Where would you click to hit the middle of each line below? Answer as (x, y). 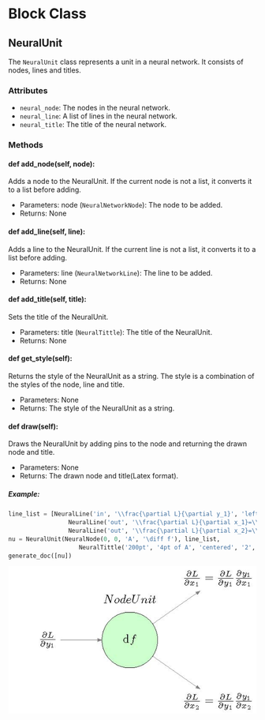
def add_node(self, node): (52, 163)
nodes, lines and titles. (45, 70)
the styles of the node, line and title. (66, 384)
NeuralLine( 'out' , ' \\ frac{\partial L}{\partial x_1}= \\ (164, 523)
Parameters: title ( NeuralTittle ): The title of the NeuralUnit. (116, 332)
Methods (26, 145)
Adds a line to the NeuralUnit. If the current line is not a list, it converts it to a (132, 249)
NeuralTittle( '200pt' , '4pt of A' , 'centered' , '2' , (167, 547)
